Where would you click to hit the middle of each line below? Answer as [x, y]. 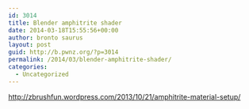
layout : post [30, 45]
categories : [28, 67]
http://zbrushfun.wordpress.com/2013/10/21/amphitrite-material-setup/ [125, 96]
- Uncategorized [42, 74]
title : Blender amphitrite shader [65, 23]
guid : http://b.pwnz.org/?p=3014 [63, 52]
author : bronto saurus [46, 38]
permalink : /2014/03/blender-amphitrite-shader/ [90, 60]
